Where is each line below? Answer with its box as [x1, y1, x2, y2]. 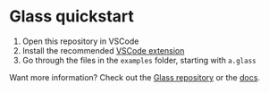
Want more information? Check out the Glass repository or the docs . [9, 71, 261, 82]
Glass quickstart [9, 6, 134, 27]
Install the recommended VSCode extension [21, 45, 185, 55]
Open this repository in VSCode [21, 36, 139, 46]
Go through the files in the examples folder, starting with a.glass [21, 54, 256, 65]
